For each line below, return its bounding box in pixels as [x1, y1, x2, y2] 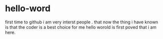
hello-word [5, 3, 51, 14]
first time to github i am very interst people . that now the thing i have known [5, 19, 159, 25]
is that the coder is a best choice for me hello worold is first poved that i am [5, 24, 157, 30]
